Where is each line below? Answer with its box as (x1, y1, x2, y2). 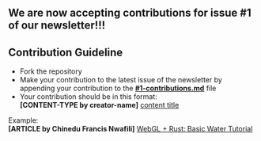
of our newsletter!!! (8, 19, 106, 32)
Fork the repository (19, 67, 83, 76)
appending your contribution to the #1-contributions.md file (19, 83, 217, 93)
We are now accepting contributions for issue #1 (8, 6, 252, 20)
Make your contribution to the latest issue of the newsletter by (19, 75, 223, 85)
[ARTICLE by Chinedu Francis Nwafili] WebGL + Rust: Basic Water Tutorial (8, 124, 253, 134)
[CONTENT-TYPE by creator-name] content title (19, 101, 180, 110)
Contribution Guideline (8, 45, 123, 59)
